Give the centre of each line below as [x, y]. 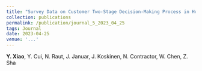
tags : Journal [24, 28]
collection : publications [38, 17]
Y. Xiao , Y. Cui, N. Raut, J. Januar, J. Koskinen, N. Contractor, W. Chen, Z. [97, 56]
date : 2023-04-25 [28, 34]
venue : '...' [23, 39]
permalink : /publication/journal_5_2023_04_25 [66, 23]
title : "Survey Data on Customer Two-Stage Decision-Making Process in [98, 12]
